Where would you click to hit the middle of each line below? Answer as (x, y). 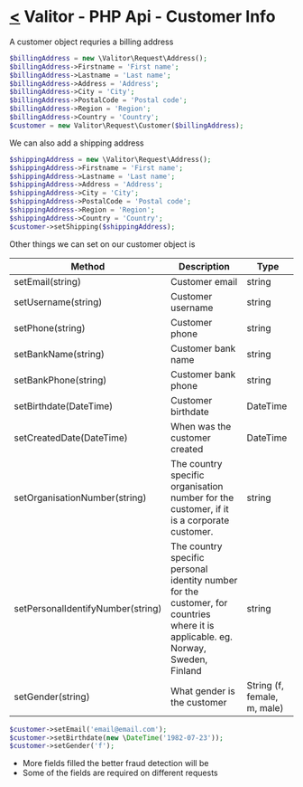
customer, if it (200, 508)
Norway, (188, 648)
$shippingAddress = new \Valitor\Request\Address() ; (110, 159)
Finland (186, 670)
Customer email (204, 281)
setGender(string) (52, 697)
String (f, (265, 685)
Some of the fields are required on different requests (120, 773)
